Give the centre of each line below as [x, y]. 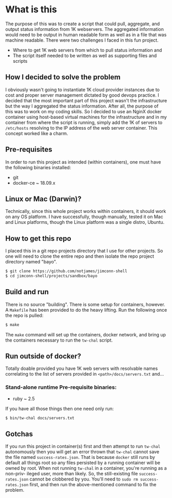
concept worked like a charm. [37, 133]
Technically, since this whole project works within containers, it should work [86, 211]
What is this [31, 10]
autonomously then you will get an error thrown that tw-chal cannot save [82, 452]
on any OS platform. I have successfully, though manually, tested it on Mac [84, 217]
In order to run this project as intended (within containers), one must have [83, 162]
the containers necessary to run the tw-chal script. [59, 340]
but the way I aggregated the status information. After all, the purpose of [82, 106]
